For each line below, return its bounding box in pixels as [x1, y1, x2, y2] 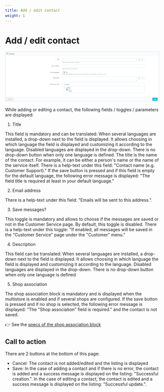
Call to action [5, 337, 47, 346]
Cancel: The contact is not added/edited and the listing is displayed [12, 360, 148, 366]
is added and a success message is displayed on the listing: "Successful [12, 370, 159, 376]
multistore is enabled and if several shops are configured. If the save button [5, 296, 158, 302]
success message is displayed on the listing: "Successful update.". [12, 381, 147, 387]
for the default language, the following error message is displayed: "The [5, 173, 150, 179]
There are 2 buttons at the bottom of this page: [5, 351, 100, 357]
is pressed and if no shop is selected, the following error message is [5, 302, 143, 307]
